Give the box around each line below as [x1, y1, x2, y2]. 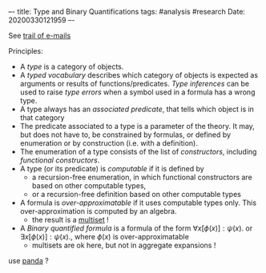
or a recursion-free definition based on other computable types [31, 190, 242, 199]
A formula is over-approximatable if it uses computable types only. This [19, 198, 257, 207]
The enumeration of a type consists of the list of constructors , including [19, 147, 257, 156]
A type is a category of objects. [19, 62, 124, 71]
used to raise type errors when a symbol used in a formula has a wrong [19, 87, 256, 97]
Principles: [8, 46, 43, 55]
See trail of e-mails [8, 31, 71, 40]
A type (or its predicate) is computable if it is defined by [19, 164, 204, 173]
